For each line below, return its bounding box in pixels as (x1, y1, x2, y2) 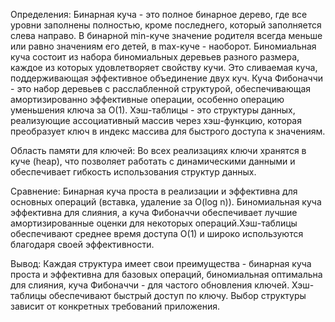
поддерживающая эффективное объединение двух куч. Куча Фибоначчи (10, 72, 324, 84)
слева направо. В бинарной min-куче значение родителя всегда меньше (10, 30, 323, 41)
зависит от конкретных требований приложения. (10, 300, 221, 312)
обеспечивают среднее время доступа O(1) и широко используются (10, 228, 304, 239)
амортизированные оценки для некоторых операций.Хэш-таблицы (10, 217, 298, 229)
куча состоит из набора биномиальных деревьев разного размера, (10, 51, 300, 63)
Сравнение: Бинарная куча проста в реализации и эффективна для (10, 185, 298, 197)
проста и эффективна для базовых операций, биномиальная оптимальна (10, 269, 323, 280)
